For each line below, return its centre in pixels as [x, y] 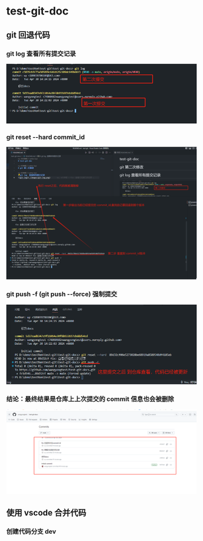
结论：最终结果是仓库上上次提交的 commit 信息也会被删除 [90, 399]
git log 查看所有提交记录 [41, 54]
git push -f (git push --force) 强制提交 [62, 294]
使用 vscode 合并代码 [46, 512]
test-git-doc [37, 11]
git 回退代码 [28, 35]
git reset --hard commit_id [46, 137]
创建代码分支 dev [31, 531]
